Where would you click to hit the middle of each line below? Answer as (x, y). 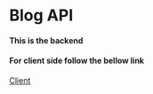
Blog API (41, 16)
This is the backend (46, 40)
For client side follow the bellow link (77, 61)
